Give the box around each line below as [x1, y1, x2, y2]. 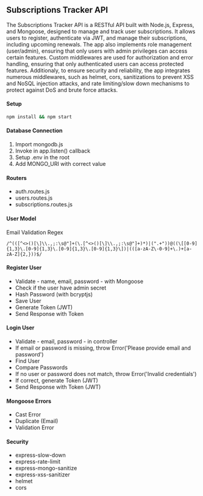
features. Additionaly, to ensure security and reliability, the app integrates [6, 67, 191, 74]
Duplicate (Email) [15, 418, 59, 425]
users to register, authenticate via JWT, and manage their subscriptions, [6, 34, 188, 42]
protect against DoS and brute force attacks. [6, 86, 118, 94]
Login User [6, 324, 35, 331]
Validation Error [15, 424, 55, 431]
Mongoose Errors [6, 397, 52, 405]
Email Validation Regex [6, 228, 63, 236]
